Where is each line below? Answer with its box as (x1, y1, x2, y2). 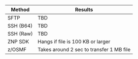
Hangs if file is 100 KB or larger (37, 39, 111, 45)
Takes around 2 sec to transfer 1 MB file (37, 46, 131, 53)
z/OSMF (7, 46, 27, 53)
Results (74, 6, 94, 13)
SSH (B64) (7, 22, 33, 29)
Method (10, 6, 30, 13)
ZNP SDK (7, 39, 30, 45)
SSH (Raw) (7, 30, 33, 37)
